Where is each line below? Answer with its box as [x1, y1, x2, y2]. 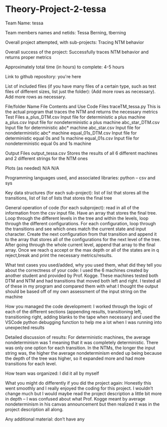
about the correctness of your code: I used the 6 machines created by [5, 267, 149, 273]
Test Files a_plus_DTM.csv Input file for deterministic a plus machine [5, 114, 146, 120]
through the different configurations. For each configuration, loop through [5, 220, 156, 226]
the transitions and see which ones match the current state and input [5, 226, 147, 232]
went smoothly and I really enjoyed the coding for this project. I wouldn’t [5, 385, 153, 391]
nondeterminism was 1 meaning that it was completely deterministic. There [5, 339, 159, 345]
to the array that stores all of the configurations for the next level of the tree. [5, 236, 161, 242]
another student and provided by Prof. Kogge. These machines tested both [5, 273, 159, 279]
